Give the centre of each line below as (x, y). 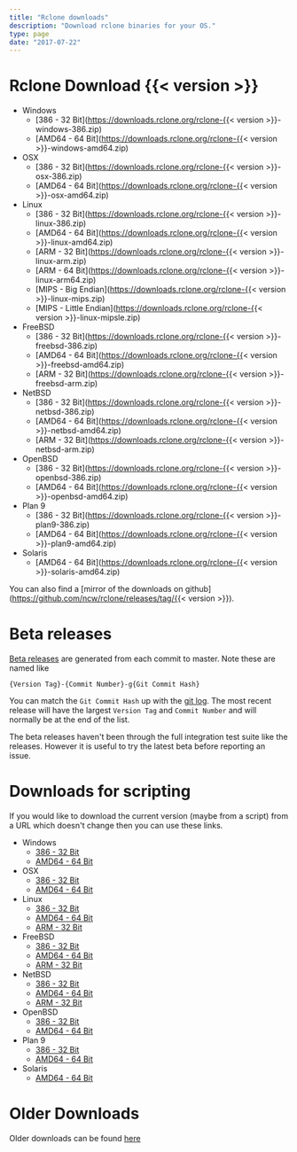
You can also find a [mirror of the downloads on (96, 589)
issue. (20, 756)
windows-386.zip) (68, 129)
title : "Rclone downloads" (59, 17)
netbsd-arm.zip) (65, 449)
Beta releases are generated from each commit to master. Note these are (143, 659)
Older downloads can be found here (75, 1138)
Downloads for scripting (100, 792)
